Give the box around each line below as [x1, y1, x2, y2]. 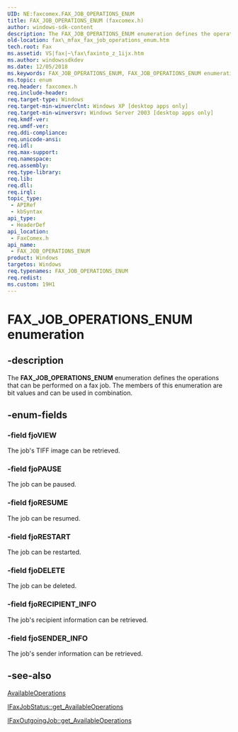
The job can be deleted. [7, 582, 77, 590]
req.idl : [7, 143, 33, 150]
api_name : [7, 241, 37, 248]
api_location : [7, 228, 50, 235]
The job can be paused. [7, 480, 76, 489]
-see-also [7, 670, 52, 682]
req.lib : [7, 175, 33, 182]
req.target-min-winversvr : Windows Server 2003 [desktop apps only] [7, 109, 214, 116]
